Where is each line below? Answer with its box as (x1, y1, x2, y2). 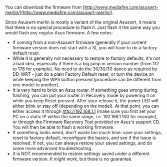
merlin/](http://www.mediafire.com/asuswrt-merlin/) (5, 9, 113, 15)
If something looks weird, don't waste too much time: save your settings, (12, 130, 162, 135)
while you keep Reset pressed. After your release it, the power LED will (12, 98, 158, 104)
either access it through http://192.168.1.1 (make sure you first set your (12, 108, 156, 114)
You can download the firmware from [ (5, 4, 85, 10)
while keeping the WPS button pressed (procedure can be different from (12, 77, 161, 82)
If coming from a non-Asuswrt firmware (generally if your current (12, 39, 146, 45)
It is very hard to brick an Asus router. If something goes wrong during (12, 87, 157, 93)
